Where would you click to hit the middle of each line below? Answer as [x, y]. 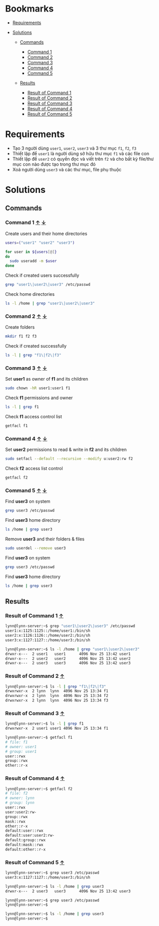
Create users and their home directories [46, 234]
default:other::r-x [25, 849]
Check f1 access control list [34, 416]
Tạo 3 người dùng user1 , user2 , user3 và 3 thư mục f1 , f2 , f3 [74, 148]
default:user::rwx [24, 831]
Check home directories [30, 294]
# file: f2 [16, 793]
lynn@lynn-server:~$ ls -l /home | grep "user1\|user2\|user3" [72, 649]
